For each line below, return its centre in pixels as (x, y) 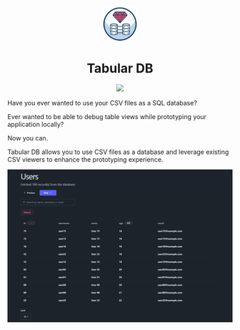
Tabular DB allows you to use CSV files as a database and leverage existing (118, 152)
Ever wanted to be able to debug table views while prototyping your (107, 116)
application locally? (36, 124)
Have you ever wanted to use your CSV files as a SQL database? (102, 103)
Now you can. (28, 138)
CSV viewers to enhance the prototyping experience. (85, 159)
